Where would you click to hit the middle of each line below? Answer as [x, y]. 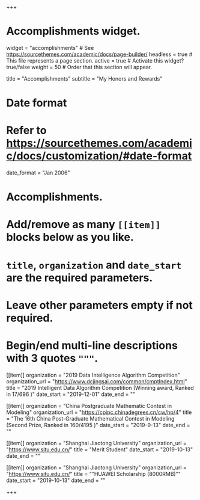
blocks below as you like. [70, 237]
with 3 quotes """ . [52, 358]
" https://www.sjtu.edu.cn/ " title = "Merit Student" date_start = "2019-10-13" [100, 449]
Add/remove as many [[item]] [83, 225]
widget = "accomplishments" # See [50, 48]
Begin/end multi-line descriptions [92, 345]
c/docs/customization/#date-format [99, 156]
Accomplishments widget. [73, 31]
